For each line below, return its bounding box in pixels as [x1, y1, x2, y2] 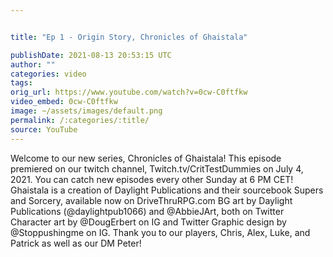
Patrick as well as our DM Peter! [10, 237, 142, 249]
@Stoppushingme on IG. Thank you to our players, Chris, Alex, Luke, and [10, 226, 311, 238]
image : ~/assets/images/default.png [10, 106, 163, 116]
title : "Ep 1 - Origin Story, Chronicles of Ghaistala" [10, 32, 248, 42]
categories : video [10, 69, 87, 79]
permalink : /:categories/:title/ [10, 115, 150, 125]
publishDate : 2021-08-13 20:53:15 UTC [10, 50, 172, 60]
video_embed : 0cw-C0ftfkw [10, 97, 118, 107]
